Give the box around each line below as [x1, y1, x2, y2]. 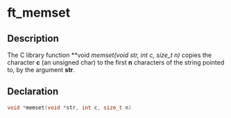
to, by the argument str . [7, 66, 75, 74]
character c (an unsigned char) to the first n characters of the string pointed [7, 58, 225, 67]
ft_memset [7, 5, 71, 21]
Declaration [7, 85, 59, 98]
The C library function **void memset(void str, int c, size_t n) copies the [7, 51, 212, 59]
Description [7, 33, 59, 44]
